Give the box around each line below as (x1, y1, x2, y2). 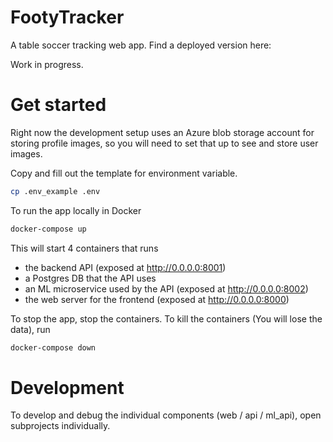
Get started (10, 94, 107, 116)
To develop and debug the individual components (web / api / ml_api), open (10, 409, 322, 421)
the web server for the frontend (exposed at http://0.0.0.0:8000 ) (24, 293, 290, 305)
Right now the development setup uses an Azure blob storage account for (10, 126, 315, 138)
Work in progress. (10, 58, 84, 70)
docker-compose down (10, 342, 97, 353)
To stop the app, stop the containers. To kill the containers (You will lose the (10, 312, 323, 325)
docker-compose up (10, 224, 87, 234)
